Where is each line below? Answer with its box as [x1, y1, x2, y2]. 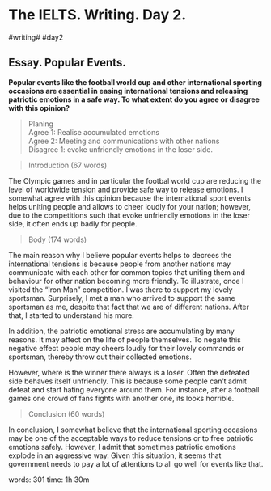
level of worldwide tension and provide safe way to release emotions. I [8, 184, 243, 194]
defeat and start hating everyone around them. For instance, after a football [8, 384, 260, 394]
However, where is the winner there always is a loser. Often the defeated [8, 367, 251, 377]
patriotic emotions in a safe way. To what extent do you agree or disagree [8, 95, 260, 104]
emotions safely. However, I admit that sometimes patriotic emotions [8, 442, 236, 451]
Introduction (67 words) [28, 160, 108, 170]
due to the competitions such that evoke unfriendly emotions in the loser [8, 210, 251, 220]
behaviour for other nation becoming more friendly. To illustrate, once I [8, 276, 244, 286]
